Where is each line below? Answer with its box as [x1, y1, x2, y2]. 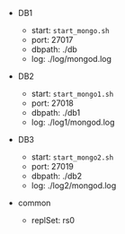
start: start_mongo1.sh [31, 89, 114, 99]
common [17, 197, 51, 208]
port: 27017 [31, 35, 74, 45]
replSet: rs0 [31, 215, 75, 225]
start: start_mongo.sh [31, 25, 110, 35]
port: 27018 [31, 98, 75, 108]
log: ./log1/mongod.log [31, 117, 115, 127]
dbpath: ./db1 [31, 108, 81, 117]
